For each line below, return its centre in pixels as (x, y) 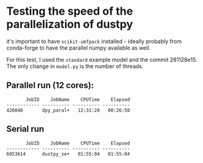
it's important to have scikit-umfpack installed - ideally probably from (94, 41)
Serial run (25, 129)
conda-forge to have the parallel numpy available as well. (79, 48)
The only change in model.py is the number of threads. (75, 66)
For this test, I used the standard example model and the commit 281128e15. (102, 59)
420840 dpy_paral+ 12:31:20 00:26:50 (68, 110)
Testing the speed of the (70, 11)
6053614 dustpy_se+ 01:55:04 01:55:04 (68, 154)
